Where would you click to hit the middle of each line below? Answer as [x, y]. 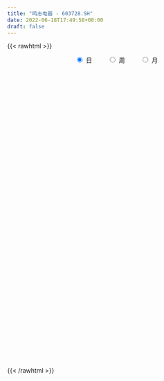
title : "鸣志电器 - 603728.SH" [50, 13]
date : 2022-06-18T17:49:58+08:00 [55, 20]
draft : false [26, 26]
